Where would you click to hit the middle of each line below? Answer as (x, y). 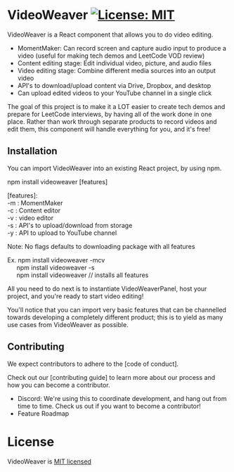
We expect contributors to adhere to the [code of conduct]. (93, 364)
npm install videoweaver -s (56, 267)
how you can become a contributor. (59, 385)
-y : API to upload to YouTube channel (62, 233)
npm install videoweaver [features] (58, 181)
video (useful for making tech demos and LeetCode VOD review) (111, 56)
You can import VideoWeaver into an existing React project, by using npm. (115, 168)
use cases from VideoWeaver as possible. (68, 324)
